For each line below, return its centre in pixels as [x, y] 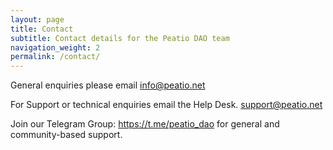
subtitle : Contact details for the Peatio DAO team [120, 38]
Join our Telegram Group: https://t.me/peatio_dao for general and [145, 124]
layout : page [37, 19]
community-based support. [66, 135]
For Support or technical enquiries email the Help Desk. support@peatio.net [166, 105]
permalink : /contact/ [55, 57]
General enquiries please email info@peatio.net [108, 85]
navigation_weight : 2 [55, 47]
